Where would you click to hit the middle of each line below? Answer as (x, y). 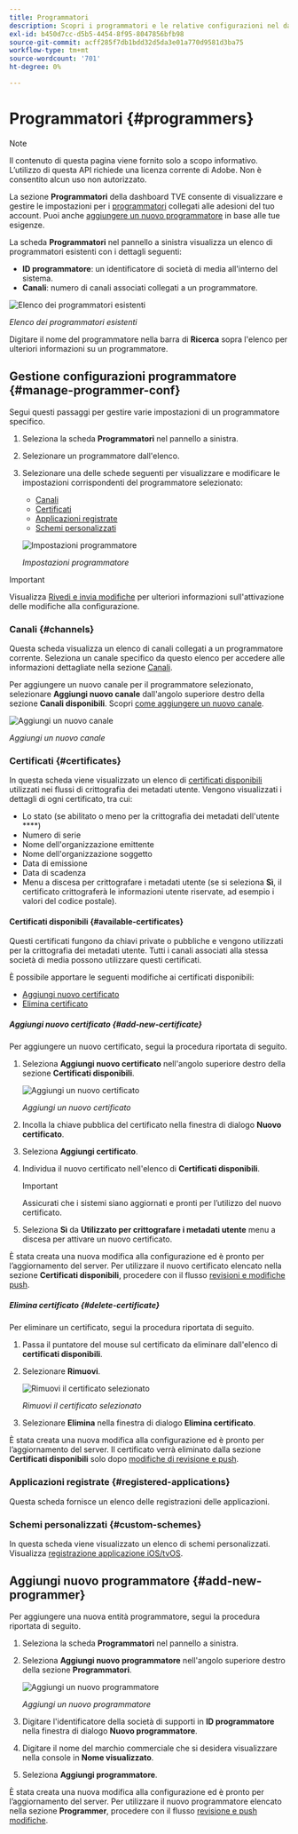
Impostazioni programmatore (75, 562)
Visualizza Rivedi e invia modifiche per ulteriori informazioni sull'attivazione (147, 597)
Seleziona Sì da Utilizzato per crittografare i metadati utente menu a (149, 1230)
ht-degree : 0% (35, 67)
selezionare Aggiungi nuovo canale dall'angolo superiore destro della (137, 694)
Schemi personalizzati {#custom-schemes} (106, 1524)
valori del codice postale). (69, 901)
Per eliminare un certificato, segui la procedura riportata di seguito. (132, 1328)
